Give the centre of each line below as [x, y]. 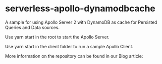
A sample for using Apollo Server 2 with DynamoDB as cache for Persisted [81, 22]
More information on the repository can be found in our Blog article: [74, 56]
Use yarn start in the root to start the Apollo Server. [57, 37]
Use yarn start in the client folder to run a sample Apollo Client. [69, 46]
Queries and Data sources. [32, 27]
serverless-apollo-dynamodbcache [80, 9]
